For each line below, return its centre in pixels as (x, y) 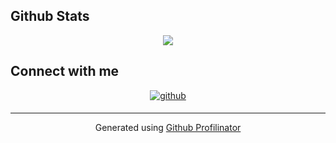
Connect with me (65, 71)
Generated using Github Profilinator (168, 127)
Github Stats (50, 16)
